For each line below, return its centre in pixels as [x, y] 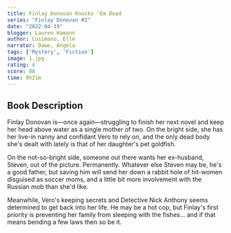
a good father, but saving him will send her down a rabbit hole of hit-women [115, 172]
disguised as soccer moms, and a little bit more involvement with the [104, 179]
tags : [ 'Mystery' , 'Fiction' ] [51, 52]
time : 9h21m [24, 78]
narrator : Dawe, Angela [41, 45]
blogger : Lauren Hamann [41, 33]
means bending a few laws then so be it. [64, 222]
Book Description [45, 105]
